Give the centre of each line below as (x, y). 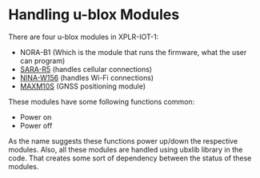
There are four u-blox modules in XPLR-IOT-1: (84, 37)
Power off (36, 125)
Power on (36, 117)
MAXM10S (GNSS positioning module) (83, 86)
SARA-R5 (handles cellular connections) (86, 69)
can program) (42, 61)
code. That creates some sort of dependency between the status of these (130, 158)
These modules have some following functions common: (102, 101)
